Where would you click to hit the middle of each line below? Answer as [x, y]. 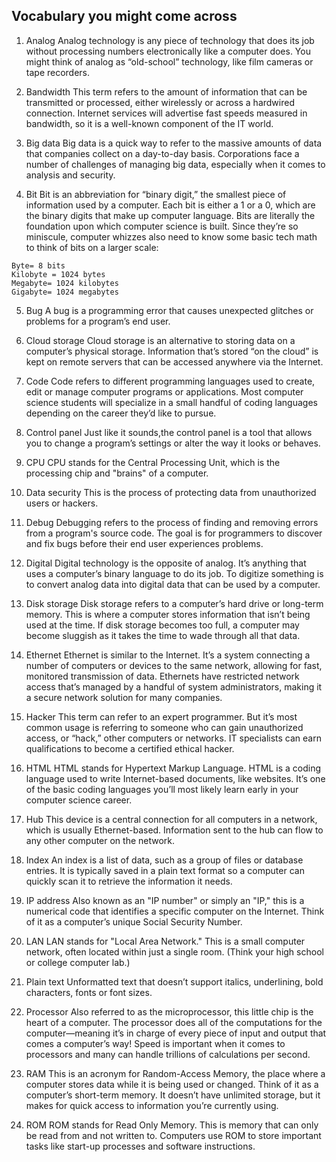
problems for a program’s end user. [98, 321]
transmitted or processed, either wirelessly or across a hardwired [160, 102]
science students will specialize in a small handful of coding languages [171, 402]
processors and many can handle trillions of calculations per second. [168, 1054]
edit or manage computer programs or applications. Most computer [164, 391]
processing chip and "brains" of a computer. [117, 473]
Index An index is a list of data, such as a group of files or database [164, 860]
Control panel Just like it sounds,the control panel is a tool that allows [169, 432]
